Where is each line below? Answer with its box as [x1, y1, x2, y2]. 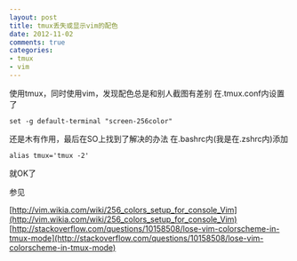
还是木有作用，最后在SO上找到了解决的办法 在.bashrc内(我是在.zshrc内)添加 [9, 133, 289, 144]
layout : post [9, 12, 58, 22]
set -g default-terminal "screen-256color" [9, 116, 173, 125]
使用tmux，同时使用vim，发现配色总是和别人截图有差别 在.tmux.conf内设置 [9, 88, 285, 99]
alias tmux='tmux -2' [9, 151, 90, 160]
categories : [9, 46, 53, 55]
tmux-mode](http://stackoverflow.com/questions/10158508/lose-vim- [9, 233, 264, 243]
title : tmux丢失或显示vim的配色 [9, 21, 118, 30]
